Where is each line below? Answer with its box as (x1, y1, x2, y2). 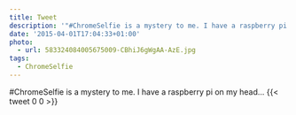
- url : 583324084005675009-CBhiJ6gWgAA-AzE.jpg (17, 46, 197, 55)
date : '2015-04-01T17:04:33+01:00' (9, 29, 141, 38)
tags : (9, 54, 29, 63)
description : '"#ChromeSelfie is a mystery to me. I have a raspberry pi (9, 21, 288, 30)
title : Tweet (9, 12, 58, 22)
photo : (9, 37, 34, 47)
